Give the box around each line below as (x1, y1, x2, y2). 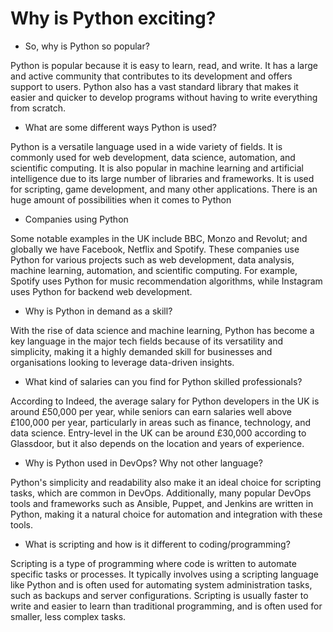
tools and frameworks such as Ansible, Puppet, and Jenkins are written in (10, 497, 314, 509)
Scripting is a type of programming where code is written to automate (10, 557, 297, 569)
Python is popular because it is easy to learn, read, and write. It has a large (10, 59, 319, 71)
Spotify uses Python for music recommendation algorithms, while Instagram (10, 275, 323, 287)
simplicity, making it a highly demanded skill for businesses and (10, 345, 273, 357)
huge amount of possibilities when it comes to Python (10, 193, 232, 206)
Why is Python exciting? (10, 7, 217, 30)
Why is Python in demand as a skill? (24, 305, 173, 317)
